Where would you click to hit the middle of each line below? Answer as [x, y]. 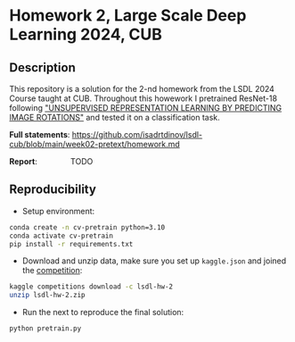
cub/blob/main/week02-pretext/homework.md [94, 144]
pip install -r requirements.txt [71, 244]
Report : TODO [51, 161]
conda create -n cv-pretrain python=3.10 [87, 227]
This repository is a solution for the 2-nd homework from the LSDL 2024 [142, 89]
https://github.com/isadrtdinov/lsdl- [137, 134]
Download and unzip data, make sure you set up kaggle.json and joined [154, 261]
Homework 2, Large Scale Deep [128, 16]
